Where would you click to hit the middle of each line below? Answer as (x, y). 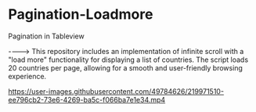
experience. (27, 76)
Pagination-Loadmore (81, 14)
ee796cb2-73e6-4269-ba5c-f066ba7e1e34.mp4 (87, 99)
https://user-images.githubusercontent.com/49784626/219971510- (116, 91)
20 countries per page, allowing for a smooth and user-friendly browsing (125, 67)
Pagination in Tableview (46, 36)
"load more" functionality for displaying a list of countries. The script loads (128, 60)
